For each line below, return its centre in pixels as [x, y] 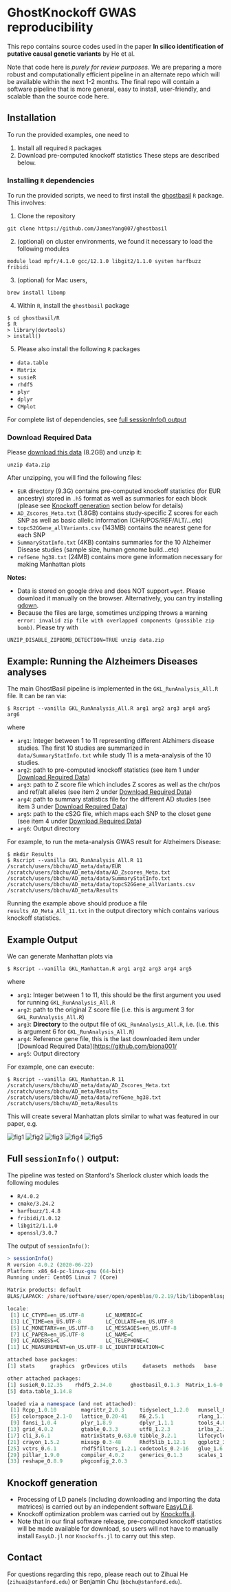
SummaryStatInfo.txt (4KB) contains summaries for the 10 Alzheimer [114, 543]
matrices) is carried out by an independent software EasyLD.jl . [105, 1507]
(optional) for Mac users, [52, 280]
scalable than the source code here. [58, 96]
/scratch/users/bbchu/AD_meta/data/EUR [64, 867]
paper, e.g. [22, 1123]
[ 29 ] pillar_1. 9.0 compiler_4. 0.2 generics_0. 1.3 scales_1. [117, 1455]
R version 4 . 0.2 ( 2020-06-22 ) [51, 1265]
